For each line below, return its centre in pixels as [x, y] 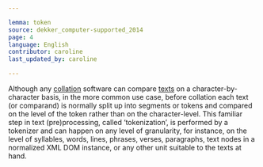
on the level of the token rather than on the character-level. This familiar [126, 114]
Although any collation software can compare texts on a [99, 89]
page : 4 [21, 37]
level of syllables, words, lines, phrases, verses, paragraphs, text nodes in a [131, 139]
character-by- [215, 89]
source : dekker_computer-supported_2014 [76, 30]
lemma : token [30, 22]
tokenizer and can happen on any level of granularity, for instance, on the [128, 131]
